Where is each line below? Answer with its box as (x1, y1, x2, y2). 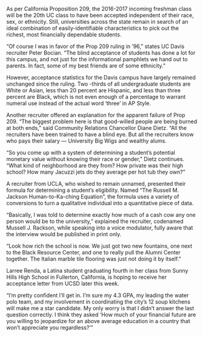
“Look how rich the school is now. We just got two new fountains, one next (6, 242, 193, 250)
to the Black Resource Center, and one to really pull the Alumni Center (6, 249, 181, 256)
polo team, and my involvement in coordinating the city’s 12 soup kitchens (6, 298, 191, 305)
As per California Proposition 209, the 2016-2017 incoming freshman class (6, 5, 192, 12)
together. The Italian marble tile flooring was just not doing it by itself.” (6, 255, 181, 262)
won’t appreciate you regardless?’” (6, 324, 93, 331)
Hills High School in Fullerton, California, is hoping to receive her (6, 273, 167, 281)
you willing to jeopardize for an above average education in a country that (6, 318, 190, 324)
